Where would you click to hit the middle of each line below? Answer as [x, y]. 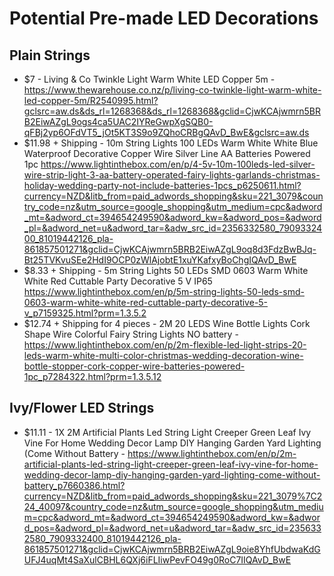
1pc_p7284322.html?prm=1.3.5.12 [92, 376]
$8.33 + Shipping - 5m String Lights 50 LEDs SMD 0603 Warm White [166, 270]
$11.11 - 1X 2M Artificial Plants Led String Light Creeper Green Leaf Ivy [167, 432]
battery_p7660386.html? [74, 485]
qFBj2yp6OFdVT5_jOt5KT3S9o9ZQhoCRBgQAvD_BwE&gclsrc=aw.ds [166, 132]
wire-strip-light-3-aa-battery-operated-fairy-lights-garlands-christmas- [172, 175]
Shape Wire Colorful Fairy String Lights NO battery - [131, 334]
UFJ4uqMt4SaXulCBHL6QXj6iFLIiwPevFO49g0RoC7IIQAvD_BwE [157, 559]
